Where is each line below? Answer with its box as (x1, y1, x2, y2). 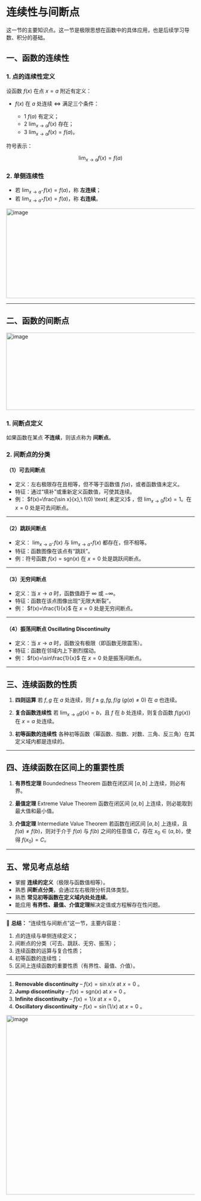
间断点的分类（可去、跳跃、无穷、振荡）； (14, 940, 118, 947)
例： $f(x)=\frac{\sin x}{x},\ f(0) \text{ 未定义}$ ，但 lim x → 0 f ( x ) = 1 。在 (14, 496, 192, 504)
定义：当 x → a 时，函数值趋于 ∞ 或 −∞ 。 (14, 590, 118, 597)
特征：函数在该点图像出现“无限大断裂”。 (14, 598, 115, 605)
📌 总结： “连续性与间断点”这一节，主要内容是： (6, 919, 123, 927)
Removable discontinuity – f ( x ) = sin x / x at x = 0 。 (14, 980, 143, 987)
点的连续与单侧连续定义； (14, 932, 78, 940)
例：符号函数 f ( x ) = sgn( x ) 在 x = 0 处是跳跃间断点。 (14, 554, 145, 562)
